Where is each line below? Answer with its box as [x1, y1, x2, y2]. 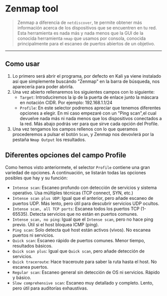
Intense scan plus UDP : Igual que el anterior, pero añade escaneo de [12, 195, 154, 201]
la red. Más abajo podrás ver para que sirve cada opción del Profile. [19, 121, 159, 127]
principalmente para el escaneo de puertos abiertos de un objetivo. [17, 40, 156, 46]
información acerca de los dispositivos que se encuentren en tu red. [17, 24, 157, 30]
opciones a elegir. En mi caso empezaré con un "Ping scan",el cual [19, 110, 157, 116]
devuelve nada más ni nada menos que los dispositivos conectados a [19, 115, 162, 121]
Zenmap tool [5, 3, 59, 14]
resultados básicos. [12, 243, 53, 249]
